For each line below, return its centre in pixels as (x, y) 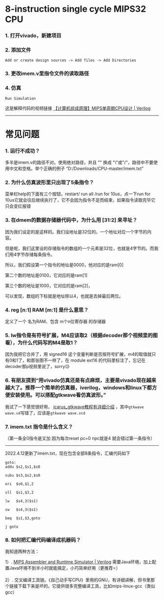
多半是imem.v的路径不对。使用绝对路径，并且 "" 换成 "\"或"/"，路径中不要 (79, 162)
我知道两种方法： (22, 552)
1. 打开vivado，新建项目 (33, 36)
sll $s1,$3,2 (20, 492)
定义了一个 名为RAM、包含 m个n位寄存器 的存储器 (55, 321)
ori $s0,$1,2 (20, 484)
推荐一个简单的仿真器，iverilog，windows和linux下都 (89, 388)
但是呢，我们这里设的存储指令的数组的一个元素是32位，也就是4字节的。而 (80, 248)
